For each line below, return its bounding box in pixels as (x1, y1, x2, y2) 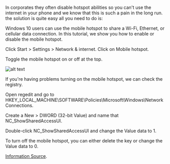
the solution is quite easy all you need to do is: (5, 15, 103, 21)
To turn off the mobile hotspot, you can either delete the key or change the (5, 138, 163, 143)
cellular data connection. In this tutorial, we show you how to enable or (5, 31, 155, 37)
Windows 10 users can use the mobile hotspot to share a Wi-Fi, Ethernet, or (5, 25, 165, 31)
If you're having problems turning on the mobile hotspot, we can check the (5, 76, 163, 82)
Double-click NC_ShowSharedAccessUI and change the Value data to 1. (5, 128, 157, 134)
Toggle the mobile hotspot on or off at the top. (5, 56, 103, 62)
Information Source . (5, 153, 48, 159)
